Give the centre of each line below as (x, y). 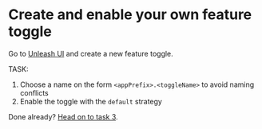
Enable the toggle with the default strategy (91, 101)
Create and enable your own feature (130, 15)
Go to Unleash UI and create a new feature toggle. (91, 53)
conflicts (34, 92)
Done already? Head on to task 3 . (63, 116)
